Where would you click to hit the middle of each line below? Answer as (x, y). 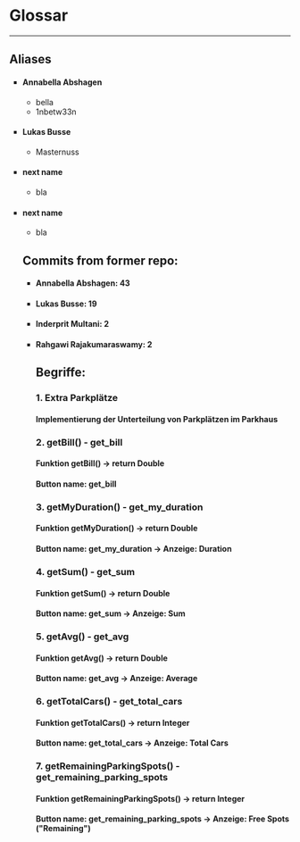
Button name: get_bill (76, 484)
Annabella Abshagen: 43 (83, 283)
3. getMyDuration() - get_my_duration (119, 507)
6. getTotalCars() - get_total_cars (109, 702)
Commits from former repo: (100, 260)
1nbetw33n (56, 112)
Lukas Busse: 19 (66, 304)
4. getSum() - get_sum (85, 571)
